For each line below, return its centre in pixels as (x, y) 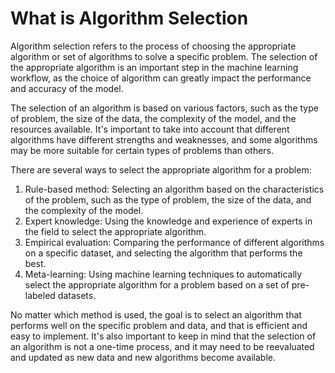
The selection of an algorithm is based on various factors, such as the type (164, 108)
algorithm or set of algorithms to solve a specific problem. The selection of (164, 56)
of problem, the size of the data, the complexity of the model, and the (153, 118)
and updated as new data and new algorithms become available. (143, 357)
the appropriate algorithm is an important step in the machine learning (154, 67)
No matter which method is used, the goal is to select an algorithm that (156, 314)
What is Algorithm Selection (129, 18)
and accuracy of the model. (67, 88)
